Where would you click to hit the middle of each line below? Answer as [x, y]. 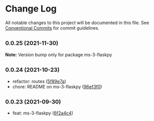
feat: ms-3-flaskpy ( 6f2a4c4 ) [43, 113]
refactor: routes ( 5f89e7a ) [39, 81]
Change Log [31, 9]
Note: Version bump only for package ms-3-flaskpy [59, 54]
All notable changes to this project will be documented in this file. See [77, 23]
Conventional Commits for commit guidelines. [52, 28]
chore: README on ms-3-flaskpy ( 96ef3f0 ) [57, 86]
